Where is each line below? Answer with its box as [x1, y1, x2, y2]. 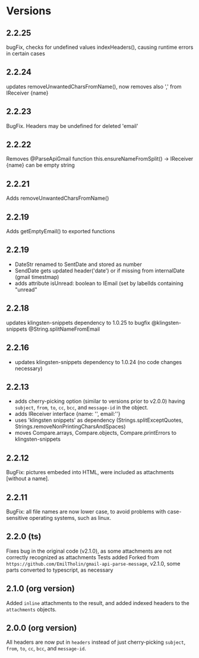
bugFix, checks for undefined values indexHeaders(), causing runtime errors [6, 43, 194, 51]
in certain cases [6, 50, 46, 57]
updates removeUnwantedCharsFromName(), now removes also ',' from [6, 83, 182, 90]
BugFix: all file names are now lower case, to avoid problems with [6, 507, 166, 515]
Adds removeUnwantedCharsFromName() [6, 195, 109, 202]
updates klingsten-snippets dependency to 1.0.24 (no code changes [14, 358, 182, 365]
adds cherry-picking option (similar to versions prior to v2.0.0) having [14, 397, 185, 405]
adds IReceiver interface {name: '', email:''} [14, 411, 121, 418]
